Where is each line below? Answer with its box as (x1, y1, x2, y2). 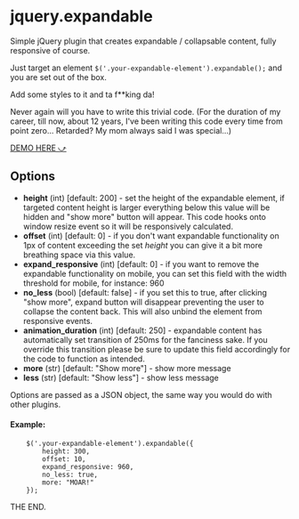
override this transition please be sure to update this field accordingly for (22, 344, 291, 354)
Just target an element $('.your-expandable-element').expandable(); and (10, 62, 283, 73)
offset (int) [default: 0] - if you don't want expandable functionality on (22, 230, 279, 241)
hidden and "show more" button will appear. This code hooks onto (22, 211, 266, 222)
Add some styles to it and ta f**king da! (10, 89, 155, 100)
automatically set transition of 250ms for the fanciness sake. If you (22, 334, 268, 345)
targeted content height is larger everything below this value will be (22, 202, 271, 213)
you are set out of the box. (10, 71, 108, 82)
